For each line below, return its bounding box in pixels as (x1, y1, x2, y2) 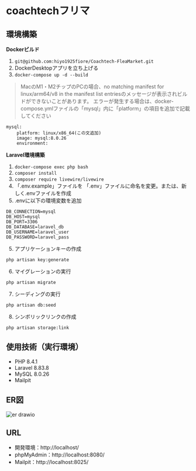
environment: (16, 140, 49, 146)
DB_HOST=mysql (6, 214, 41, 220)
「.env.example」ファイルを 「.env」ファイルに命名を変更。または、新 (14, 182, 187, 189)
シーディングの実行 (14, 290, 61, 297)
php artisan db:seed (6, 302, 57, 308)
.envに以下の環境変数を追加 (14, 197, 82, 204)
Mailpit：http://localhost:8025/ (14, 459, 89, 466)
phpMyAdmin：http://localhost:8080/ (14, 451, 105, 458)
